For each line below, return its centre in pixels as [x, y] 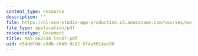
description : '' [26, 17]
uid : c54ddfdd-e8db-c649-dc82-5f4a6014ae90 [60, 44]
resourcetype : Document [35, 33]
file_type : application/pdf [41, 28]
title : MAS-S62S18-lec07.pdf [42, 38]
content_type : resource [35, 11]
